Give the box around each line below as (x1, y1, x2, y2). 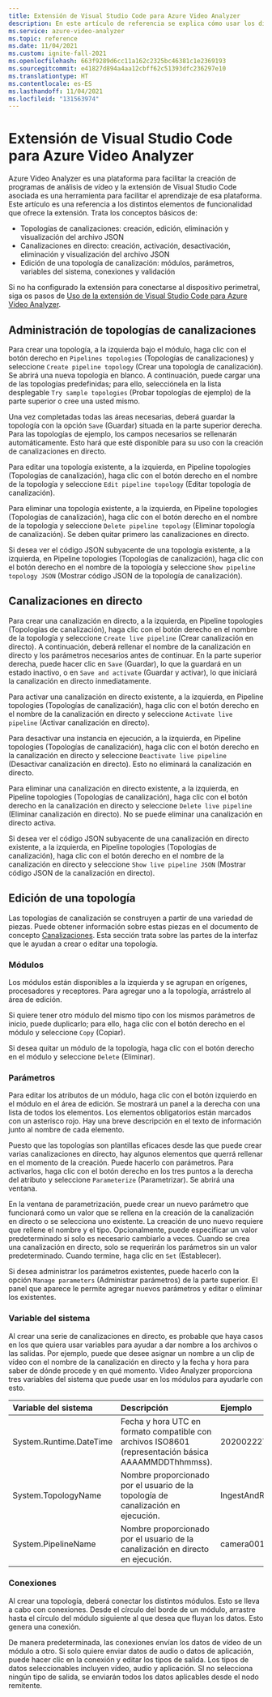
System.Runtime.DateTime (12, 1435, 113, 1447)
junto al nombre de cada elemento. (8, 1125, 125, 1135)
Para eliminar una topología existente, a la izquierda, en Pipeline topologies (8, 504, 258, 513)
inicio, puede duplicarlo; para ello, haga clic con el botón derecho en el (8, 1018, 245, 1029)
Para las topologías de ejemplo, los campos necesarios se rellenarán (8, 429, 237, 438)
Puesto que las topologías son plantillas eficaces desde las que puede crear (8, 1141, 262, 1150)
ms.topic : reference (8, 34, 79, 43)
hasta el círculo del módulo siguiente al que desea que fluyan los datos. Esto (8, 1613, 264, 1622)
